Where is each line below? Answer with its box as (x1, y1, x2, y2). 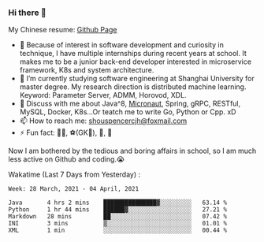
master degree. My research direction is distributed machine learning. (19, 82, 247, 91)
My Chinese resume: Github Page (8, 25, 117, 35)
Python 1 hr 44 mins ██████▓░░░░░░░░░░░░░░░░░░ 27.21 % (8, 206, 227, 214)
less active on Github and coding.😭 (8, 155, 125, 164)
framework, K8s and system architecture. (19, 65, 154, 75)
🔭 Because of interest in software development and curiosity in (19, 40, 225, 50)
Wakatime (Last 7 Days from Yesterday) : (8, 169, 141, 180)
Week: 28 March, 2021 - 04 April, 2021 (8, 185, 139, 193)
